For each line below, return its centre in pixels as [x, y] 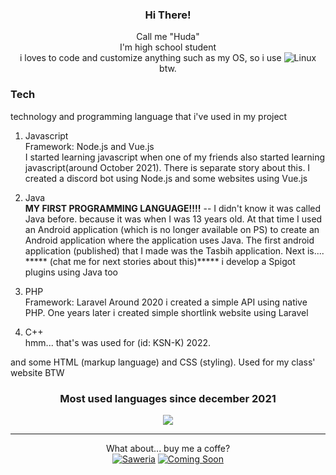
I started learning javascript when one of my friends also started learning [175, 157]
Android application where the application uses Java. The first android [169, 240]
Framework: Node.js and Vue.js [89, 146]
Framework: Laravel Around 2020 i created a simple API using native [166, 302]
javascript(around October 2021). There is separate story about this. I [167, 167]
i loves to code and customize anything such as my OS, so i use [150, 58]
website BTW [37, 372]
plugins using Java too [71, 272]
